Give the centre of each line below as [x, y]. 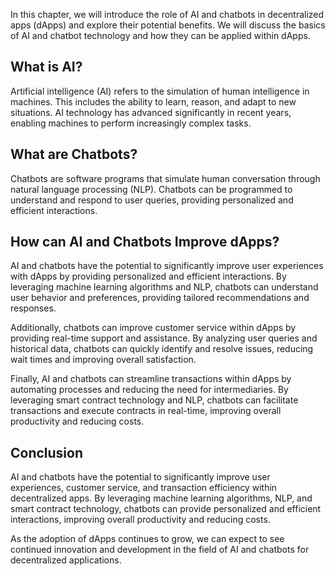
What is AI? [46, 67]
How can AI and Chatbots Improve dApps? [145, 242]
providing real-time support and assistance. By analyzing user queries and [164, 338]
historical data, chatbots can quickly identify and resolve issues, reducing [162, 349]
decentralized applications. [66, 560]
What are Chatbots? [74, 154]
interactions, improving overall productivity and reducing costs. [140, 520]
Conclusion [47, 452]
